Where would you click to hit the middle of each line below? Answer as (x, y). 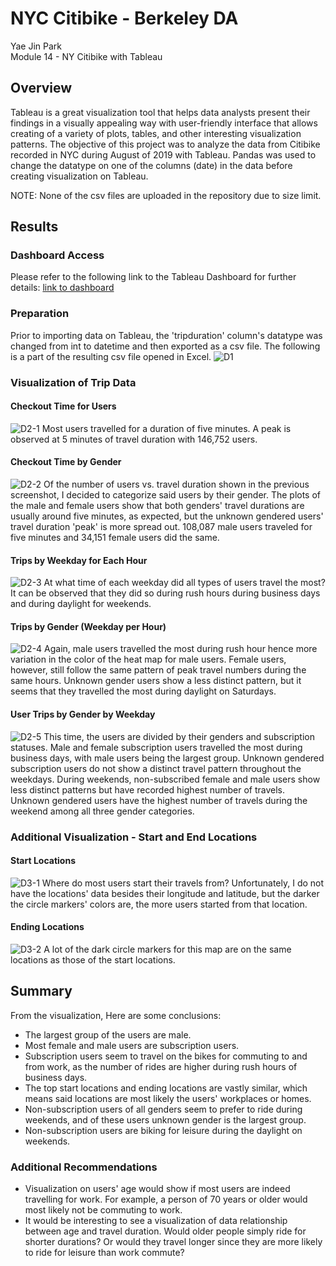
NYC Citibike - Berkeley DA (124, 18)
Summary (41, 991)
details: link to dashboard (62, 288)
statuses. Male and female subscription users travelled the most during (156, 747)
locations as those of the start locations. (93, 960)
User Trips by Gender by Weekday (83, 714)
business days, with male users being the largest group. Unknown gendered (167, 758)
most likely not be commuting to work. (103, 1210)
